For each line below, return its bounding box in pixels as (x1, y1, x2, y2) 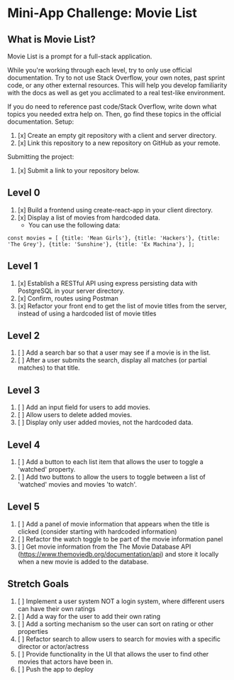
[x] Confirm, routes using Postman (17, 293, 118, 303)
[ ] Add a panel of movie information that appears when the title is (17, 519, 210, 528)
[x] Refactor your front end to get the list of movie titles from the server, (17, 301, 227, 310)
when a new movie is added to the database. (17, 557, 149, 566)
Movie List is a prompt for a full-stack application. (7, 52, 152, 60)
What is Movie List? (7, 33, 96, 45)
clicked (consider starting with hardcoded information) (17, 527, 177, 536)
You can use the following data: (28, 220, 121, 229)
